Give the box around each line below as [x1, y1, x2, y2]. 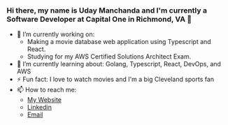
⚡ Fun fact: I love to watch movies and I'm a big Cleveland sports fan [16, 75, 215, 84]
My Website [27, 96, 62, 104]
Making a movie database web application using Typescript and [27, 38, 211, 46]
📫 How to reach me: [16, 86, 77, 94]
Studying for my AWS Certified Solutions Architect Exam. [27, 52, 192, 61]
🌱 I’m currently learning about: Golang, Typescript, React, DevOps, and [16, 60, 222, 68]
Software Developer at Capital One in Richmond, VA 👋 [6, 14, 192, 24]
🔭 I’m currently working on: [16, 30, 95, 38]
